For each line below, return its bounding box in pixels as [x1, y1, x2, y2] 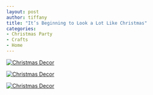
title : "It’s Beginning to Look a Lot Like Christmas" [6, 20, 148, 26]
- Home [6, 43, 23, 49]
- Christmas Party [6, 31, 53, 37]
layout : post [6, 8, 39, 15]
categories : [6, 25, 36, 32]
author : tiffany [6, 14, 47, 20]
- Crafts [6, 37, 28, 43]
